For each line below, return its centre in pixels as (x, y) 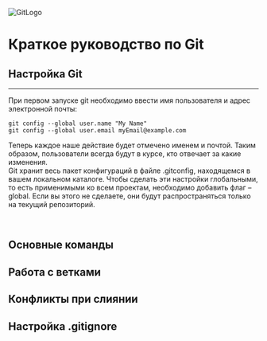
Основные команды (61, 245)
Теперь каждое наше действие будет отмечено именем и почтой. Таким (132, 145)
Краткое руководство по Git (106, 45)
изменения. (28, 162)
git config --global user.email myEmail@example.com (97, 131)
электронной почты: (43, 109)
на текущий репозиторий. (52, 204)
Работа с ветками (55, 272)
